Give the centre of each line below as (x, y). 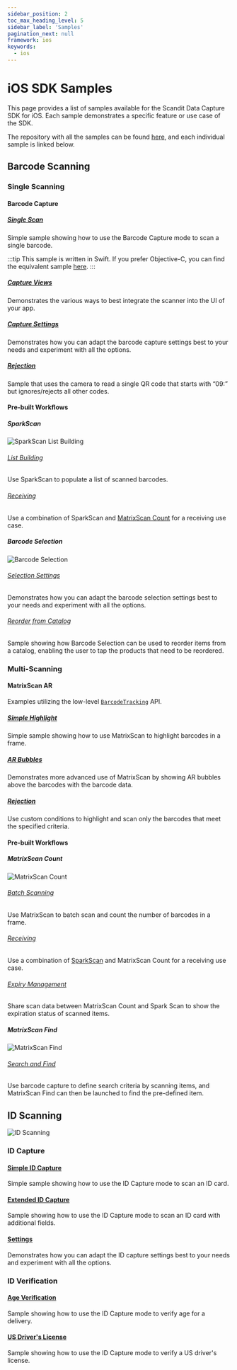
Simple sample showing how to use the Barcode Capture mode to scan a (113, 237)
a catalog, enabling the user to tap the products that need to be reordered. (116, 650)
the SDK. (20, 123)
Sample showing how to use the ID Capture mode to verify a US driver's (112, 1352)
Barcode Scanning (49, 167)
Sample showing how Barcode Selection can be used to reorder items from (117, 643)
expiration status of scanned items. (59, 1014)
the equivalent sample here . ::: (51, 266)
